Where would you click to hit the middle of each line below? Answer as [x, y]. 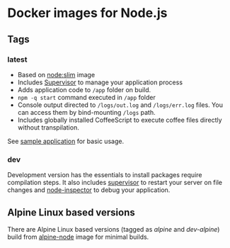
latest [17, 60]
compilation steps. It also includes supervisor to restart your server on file [115, 183]
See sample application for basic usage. [66, 141]
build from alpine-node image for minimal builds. [78, 237]
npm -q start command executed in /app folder [86, 97]
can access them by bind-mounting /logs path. [86, 112]
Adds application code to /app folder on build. [84, 89]
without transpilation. [48, 127]
